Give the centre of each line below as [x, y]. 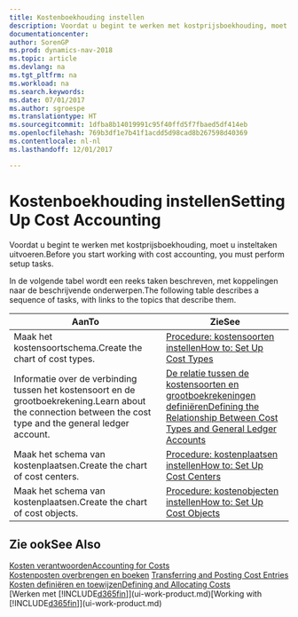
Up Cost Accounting [85, 220]
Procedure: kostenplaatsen [221, 454]
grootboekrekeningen [211, 395]
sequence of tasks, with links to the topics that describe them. [123, 299]
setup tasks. [31, 264]
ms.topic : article [43, 59]
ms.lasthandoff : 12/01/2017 [61, 149]
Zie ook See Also [55, 544]
